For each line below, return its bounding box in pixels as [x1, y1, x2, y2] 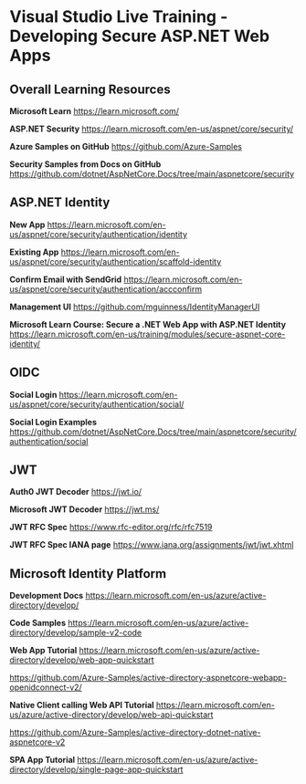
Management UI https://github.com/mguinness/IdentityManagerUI [9, 301, 260, 312]
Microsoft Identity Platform [9, 566, 167, 581]
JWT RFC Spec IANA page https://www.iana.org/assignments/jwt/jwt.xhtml [9, 539, 294, 550]
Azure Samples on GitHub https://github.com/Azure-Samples [9, 141, 242, 152]
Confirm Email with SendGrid [9, 274, 122, 285]
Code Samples [9, 618, 67, 629]
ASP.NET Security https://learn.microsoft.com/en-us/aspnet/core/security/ [9, 123, 294, 134]
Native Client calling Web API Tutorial [9, 700, 154, 711]
